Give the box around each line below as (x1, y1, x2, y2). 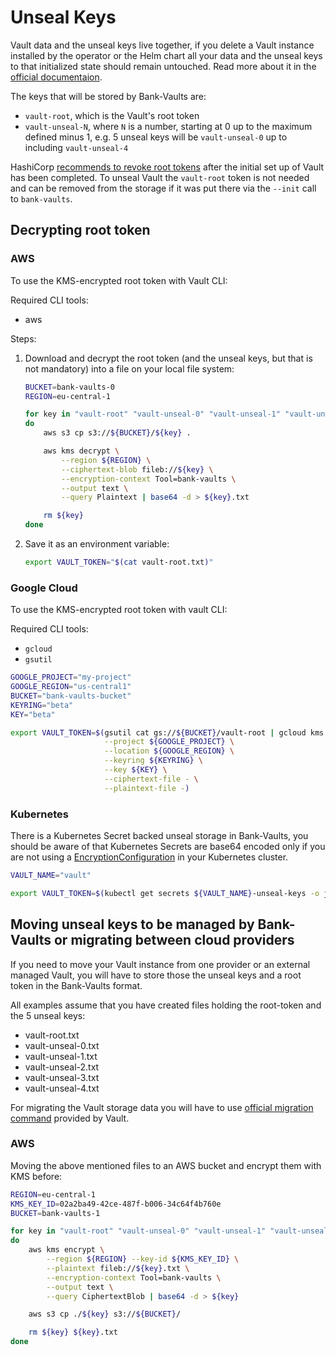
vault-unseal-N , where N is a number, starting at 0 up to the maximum (24, 120, 313, 132)
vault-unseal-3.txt (24, 1071, 100, 1083)
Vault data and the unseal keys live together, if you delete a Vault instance (10, 39, 315, 51)
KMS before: (10, 1170, 63, 1182)
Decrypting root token (10, 222, 151, 239)
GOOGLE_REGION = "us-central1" (10, 682, 132, 692)
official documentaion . (10, 71, 103, 83)
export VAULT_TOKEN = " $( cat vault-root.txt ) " (24, 557, 214, 567)
